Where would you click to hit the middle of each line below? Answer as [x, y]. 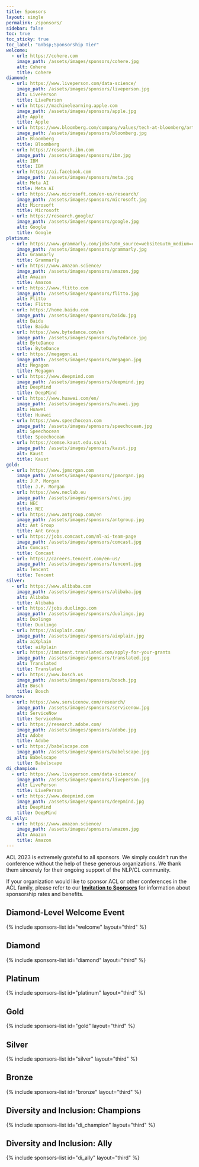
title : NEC [30, 509]
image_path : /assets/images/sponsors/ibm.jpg [74, 155]
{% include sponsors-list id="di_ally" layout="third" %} [73, 1158]
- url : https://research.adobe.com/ [57, 724]
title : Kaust [33, 459]
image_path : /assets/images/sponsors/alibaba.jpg [79, 592]
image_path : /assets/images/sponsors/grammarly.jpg [82, 249]
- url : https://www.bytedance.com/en [58, 332]
